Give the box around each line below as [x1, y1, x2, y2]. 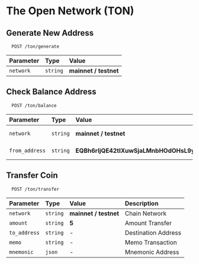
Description [124, 199, 159, 208]
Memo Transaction [124, 238, 177, 246]
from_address [9, 147, 46, 154]
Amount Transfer [124, 219, 172, 227]
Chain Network [124, 209, 167, 218]
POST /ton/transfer [11, 186, 60, 192]
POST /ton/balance [11, 102, 57, 108]
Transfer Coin [6, 171, 58, 181]
